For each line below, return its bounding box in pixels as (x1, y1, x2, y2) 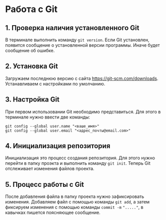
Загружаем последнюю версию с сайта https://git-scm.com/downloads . (5, 75, 158, 81)
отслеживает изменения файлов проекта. (5, 166, 94, 172)
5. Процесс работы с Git (5, 180, 84, 189)
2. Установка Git (5, 62, 58, 71)
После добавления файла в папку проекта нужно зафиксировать (5, 193, 144, 199)
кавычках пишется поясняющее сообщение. (5, 209, 101, 215)
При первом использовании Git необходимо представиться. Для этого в (5, 108, 161, 115)
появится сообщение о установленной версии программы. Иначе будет (5, 42, 160, 48)
